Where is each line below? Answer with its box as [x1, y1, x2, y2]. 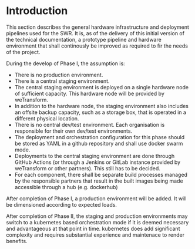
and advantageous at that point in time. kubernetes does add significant [6, 225, 180, 232]
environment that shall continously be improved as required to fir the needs [6, 42, 188, 49]
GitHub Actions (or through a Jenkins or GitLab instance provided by [14, 159, 181, 166]
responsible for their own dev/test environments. [14, 127, 133, 134]
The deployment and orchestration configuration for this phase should [14, 133, 185, 140]
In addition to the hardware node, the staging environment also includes [14, 102, 189, 109]
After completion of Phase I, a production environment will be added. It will [6, 195, 187, 202]
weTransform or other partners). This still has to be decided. [14, 164, 160, 171]
